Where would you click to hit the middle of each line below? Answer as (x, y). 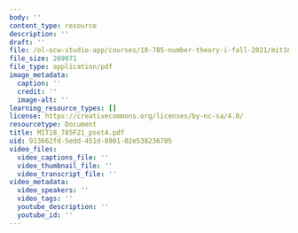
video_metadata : (39, 183)
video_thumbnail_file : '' (65, 166)
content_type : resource (53, 26)
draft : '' (27, 42)
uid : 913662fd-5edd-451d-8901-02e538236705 (91, 141)
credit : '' (37, 91)
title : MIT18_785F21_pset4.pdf (67, 133)
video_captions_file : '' (63, 157)
